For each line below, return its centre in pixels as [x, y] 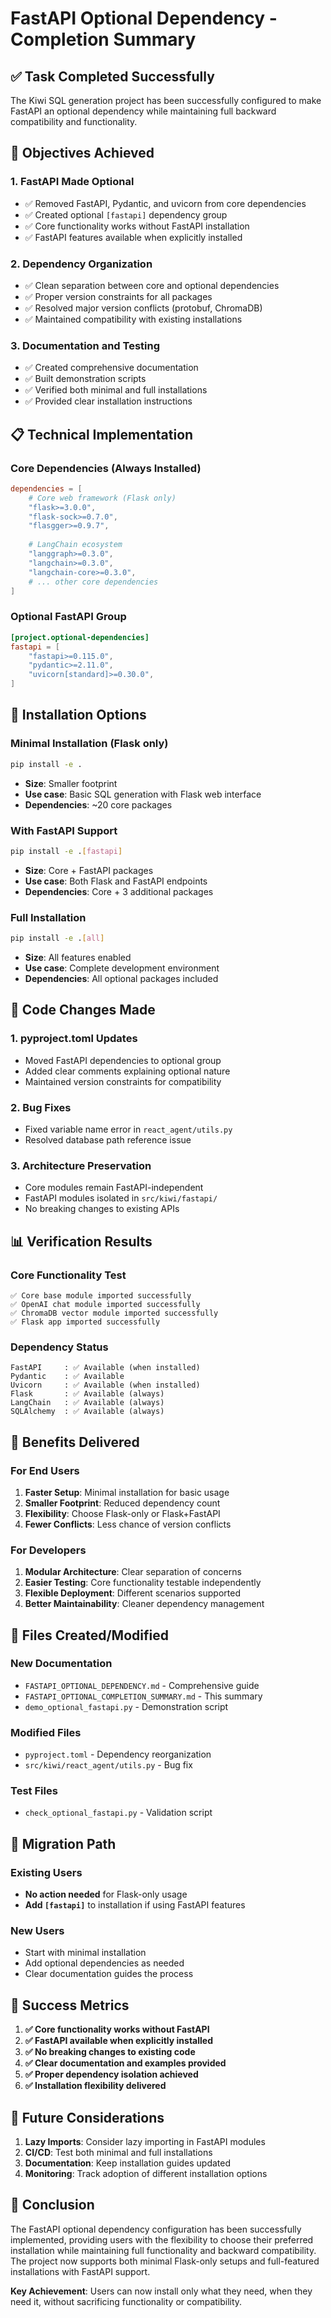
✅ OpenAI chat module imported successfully [105, 1304]
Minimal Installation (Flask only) [89, 744]
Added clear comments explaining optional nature [127, 1071]
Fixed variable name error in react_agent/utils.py [128, 1129]
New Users [37, 1931]
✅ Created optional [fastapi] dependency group [126, 214]
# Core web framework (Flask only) [102, 498]
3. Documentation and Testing [85, 345]
